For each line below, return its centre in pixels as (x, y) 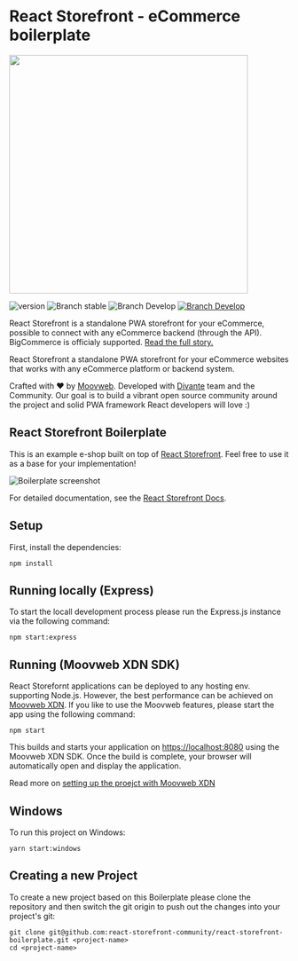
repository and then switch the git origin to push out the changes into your (145, 906)
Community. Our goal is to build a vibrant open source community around (143, 395)
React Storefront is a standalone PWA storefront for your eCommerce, (137, 323)
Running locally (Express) (82, 591)
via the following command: (60, 621)
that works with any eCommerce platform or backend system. (122, 368)
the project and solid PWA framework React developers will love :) (130, 405)
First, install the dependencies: (65, 547)
